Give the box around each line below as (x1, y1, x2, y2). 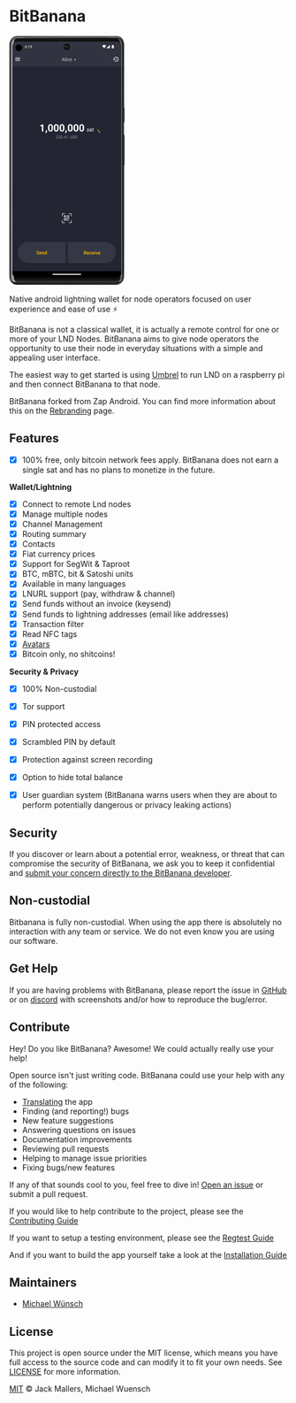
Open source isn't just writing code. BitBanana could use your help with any (9, 1069, 285, 1080)
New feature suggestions (21, 1115, 114, 1125)
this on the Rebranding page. (9, 405, 115, 416)
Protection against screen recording (21, 755, 153, 765)
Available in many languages (21, 579, 126, 589)
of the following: (9, 1079, 69, 1090)
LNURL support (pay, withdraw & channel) (21, 588, 176, 599)
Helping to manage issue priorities (21, 1153, 148, 1163)
